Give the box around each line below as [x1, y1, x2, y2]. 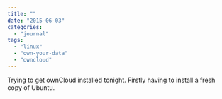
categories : [7, 23, 43, 30]
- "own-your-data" [13, 50, 69, 57]
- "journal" [13, 30, 50, 37]
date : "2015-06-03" [7, 17, 65, 24]
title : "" [7, 10, 37, 18]
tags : [7, 37, 23, 44]
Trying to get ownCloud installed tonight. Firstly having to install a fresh [7, 76, 216, 84]
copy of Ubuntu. [7, 83, 55, 92]
